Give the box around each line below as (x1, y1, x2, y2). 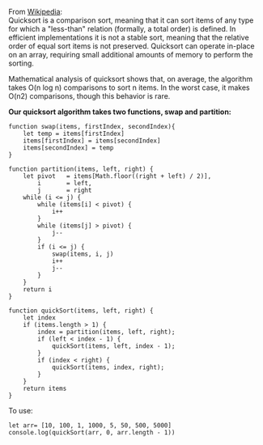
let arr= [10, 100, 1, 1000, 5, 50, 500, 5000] (8, 422, 172, 430)
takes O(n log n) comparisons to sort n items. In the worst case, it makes (8, 83, 250, 92)
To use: (8, 406, 34, 415)
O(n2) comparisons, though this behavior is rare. (8, 91, 171, 100)
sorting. (8, 58, 35, 68)
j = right (37, 186, 92, 194)
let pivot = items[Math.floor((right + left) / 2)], (23, 172, 212, 180)
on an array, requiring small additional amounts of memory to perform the (8, 50, 253, 59)
